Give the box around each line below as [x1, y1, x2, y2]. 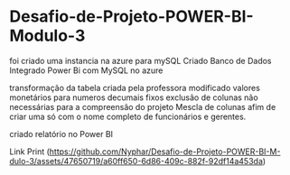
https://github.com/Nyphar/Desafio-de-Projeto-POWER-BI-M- [49, 146, 281, 157]
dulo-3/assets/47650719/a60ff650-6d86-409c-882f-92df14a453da [9, 155, 264, 166]
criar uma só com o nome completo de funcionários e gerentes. [9, 111, 247, 122]
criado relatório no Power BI [9, 128, 114, 139]
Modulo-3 [9, 25, 86, 46]
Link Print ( [9, 146, 50, 157]
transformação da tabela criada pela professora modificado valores [9, 82, 260, 93]
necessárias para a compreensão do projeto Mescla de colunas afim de [9, 101, 276, 112]
